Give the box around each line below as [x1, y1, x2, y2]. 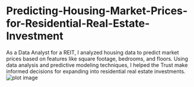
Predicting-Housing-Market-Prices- [6, 4, 188, 18]
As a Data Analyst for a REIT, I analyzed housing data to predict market [6, 49, 179, 56]
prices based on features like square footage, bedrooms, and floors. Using [6, 55, 189, 62]
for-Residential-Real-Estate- [6, 17, 150, 30]
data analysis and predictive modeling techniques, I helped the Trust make [6, 61, 188, 69]
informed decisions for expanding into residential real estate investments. [6, 67, 186, 75]
